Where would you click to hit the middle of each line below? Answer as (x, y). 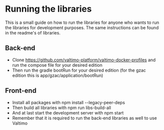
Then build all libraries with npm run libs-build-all (61, 108)
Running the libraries (48, 9)
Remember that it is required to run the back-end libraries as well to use (84, 118)
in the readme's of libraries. (33, 33)
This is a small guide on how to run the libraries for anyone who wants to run (82, 22)
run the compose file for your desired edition (57, 65)
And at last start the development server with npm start (68, 112)
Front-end (21, 91)
